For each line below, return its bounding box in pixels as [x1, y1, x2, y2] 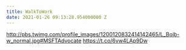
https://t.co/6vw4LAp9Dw [82, 37, 148, 44]
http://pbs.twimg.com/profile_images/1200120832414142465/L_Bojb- [6, 30, 180, 37]
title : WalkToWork [6, 8, 53, 15]
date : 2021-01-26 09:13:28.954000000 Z [6, 14, 107, 20]
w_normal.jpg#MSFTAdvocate [6, 37, 82, 44]
